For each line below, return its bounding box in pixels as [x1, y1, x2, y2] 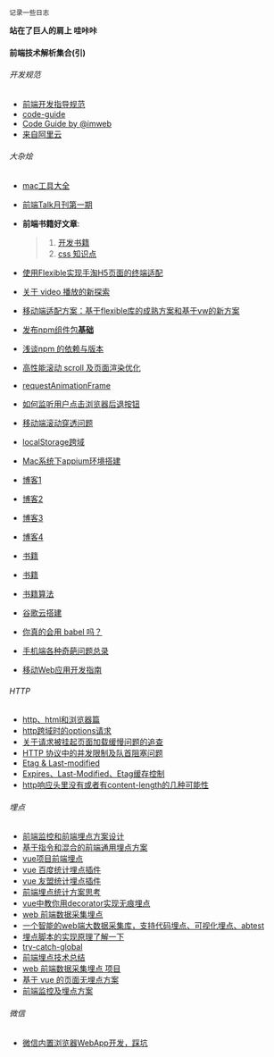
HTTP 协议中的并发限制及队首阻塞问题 [21, 748, 163, 759]
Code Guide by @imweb [21, 118, 112, 129]
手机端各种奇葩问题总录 [21, 646, 109, 656]
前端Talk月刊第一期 [21, 199, 93, 210]
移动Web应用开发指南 [21, 665, 103, 675]
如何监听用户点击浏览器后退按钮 [21, 398, 140, 409]
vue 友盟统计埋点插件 [21, 876, 102, 886]
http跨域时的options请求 [21, 726, 112, 736]
